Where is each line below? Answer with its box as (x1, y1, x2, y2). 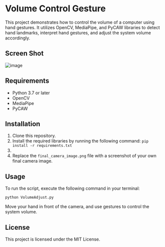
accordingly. (5, 35, 31, 41)
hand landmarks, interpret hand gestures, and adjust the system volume (5, 30, 151, 35)
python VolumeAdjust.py (5, 195, 54, 200)
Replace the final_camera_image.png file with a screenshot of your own (12, 153, 157, 159)
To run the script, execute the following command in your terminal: (5, 185, 140, 191)
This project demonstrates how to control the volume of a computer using (5, 19, 155, 25)
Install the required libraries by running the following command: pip (12, 138, 149, 144)
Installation (5, 119, 40, 128)
